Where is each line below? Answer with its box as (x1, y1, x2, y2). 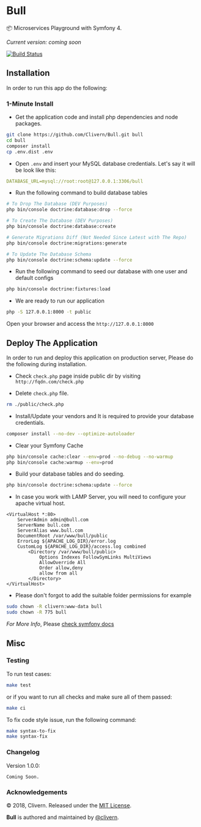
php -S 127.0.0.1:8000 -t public (6, 309, 92, 315)
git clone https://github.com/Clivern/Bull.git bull (6, 132, 144, 138)
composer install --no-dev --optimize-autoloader (6, 430, 136, 437)
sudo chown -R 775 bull (6, 609, 67, 616)
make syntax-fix (6, 733, 48, 740)
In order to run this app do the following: (6, 84, 108, 92)
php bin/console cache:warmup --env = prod (6, 459, 114, 465)
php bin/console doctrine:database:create (6, 224, 116, 230)
